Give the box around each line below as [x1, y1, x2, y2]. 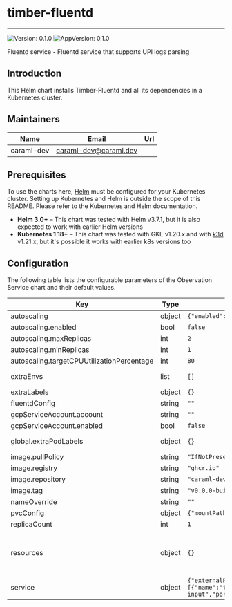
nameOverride [10, 497, 57, 507]
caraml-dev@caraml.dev [56, 145, 138, 155]
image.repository [10, 475, 66, 485]
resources [10, 548, 43, 558]
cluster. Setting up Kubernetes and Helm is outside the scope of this [7, 195, 201, 203]
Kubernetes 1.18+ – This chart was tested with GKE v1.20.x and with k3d [17, 230, 224, 239]
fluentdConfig [10, 399, 56, 409]
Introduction [7, 68, 62, 80]
